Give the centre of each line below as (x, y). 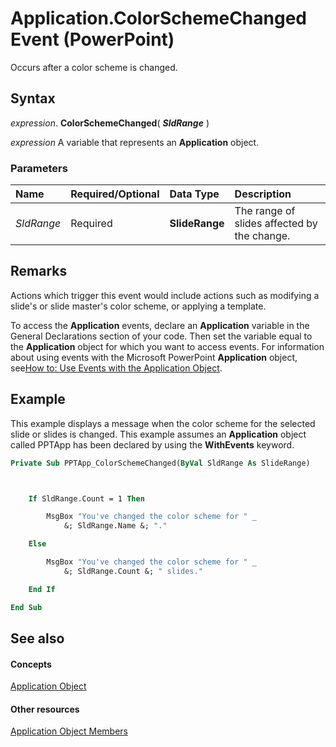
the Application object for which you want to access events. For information (167, 346)
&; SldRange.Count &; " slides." (133, 571)
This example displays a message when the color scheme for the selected (163, 423)
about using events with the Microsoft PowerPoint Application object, (154, 357)
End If (42, 589)
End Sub (26, 607)
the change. (262, 236)
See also (37, 638)
